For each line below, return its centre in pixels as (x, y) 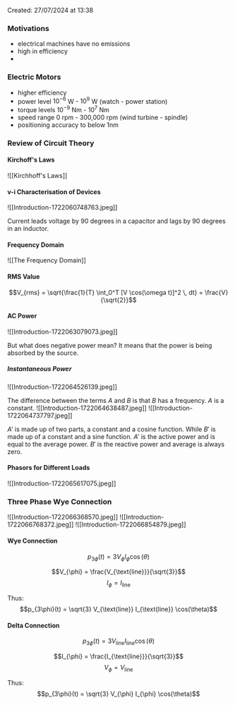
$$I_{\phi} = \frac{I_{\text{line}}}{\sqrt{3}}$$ (119, 656)
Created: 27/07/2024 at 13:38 (50, 10)
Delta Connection (34, 625)
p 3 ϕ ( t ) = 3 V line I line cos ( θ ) (119, 642)
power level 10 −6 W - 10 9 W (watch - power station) (92, 100)
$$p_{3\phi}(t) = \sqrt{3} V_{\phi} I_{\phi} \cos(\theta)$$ (119, 694)
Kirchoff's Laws (31, 160)
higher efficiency (42, 92)
